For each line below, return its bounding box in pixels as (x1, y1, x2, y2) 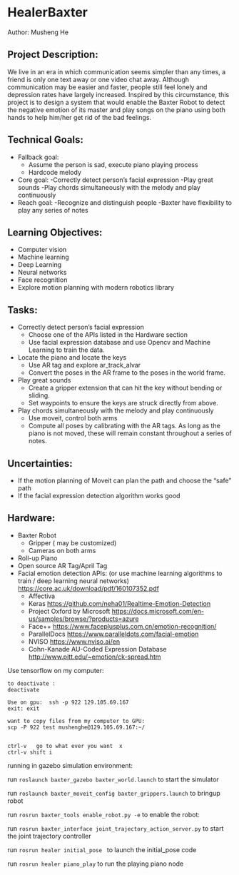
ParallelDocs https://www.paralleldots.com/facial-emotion (28, 629, 199, 638)
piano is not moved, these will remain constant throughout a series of (28, 429, 232, 437)
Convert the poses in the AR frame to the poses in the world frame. (28, 368, 226, 377)
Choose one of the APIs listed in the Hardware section (28, 330, 188, 339)
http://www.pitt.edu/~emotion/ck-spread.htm (28, 652, 161, 661)
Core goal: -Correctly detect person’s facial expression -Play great (17, 176, 214, 184)
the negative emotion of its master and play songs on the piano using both (7, 105, 226, 114)
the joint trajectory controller (7, 831, 91, 840)
